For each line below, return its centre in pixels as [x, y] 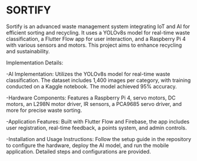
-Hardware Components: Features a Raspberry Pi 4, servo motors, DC [91, 98]
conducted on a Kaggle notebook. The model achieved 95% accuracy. [92, 86]
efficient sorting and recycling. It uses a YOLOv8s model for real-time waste [98, 32]
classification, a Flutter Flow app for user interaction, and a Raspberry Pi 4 [96, 39]
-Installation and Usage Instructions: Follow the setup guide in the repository [99, 139]
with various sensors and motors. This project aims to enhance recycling [94, 45]
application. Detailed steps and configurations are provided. [79, 151]
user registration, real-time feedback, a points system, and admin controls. [96, 128]
